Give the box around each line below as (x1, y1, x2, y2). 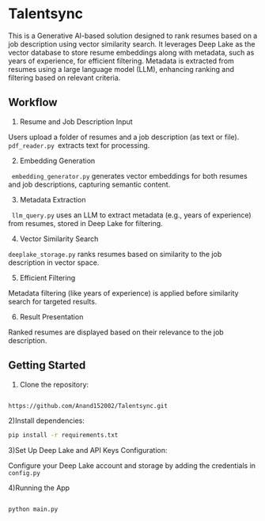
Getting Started (8, 359, 86, 372)
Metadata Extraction (19, 194, 86, 204)
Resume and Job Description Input (19, 116, 133, 126)
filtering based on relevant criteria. (8, 73, 121, 82)
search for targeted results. (8, 296, 97, 306)
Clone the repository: (19, 379, 89, 389)
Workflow (8, 96, 58, 109)
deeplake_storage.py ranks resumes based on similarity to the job (8, 249, 222, 259)
